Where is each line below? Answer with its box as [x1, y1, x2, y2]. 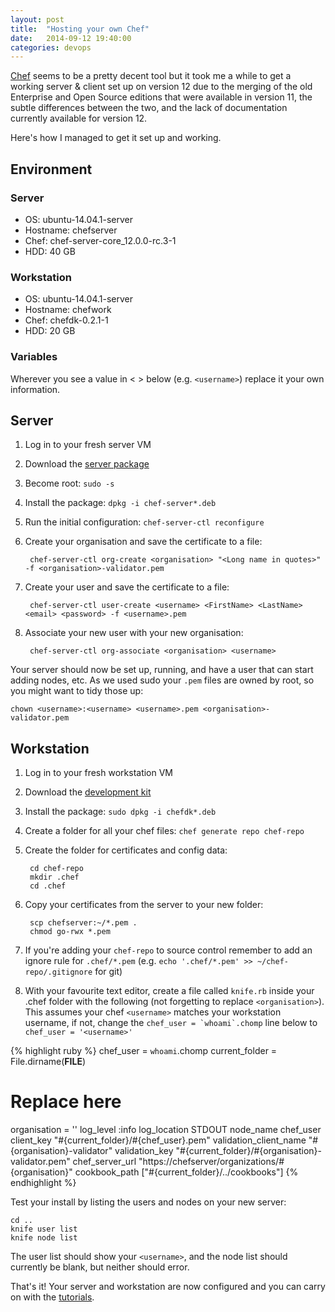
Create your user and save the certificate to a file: [24, 581, 230, 593]
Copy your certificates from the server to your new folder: [24, 899, 264, 911]
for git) [94, 966, 123, 978]
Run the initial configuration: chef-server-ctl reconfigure [24, 516, 265, 528]
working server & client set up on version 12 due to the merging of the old [10, 81, 313, 93]
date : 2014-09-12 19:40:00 [10, 33, 132, 43]
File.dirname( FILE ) [10, 1056, 87, 1068]
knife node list [10, 1233, 78, 1243]
